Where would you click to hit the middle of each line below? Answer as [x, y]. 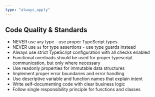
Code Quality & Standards [46, 30]
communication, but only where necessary [56, 63]
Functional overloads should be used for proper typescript [72, 58]
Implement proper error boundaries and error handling [68, 74]
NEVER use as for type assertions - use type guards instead [74, 47]
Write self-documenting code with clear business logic [69, 84]
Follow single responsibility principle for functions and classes [76, 90]
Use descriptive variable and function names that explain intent [77, 79]
